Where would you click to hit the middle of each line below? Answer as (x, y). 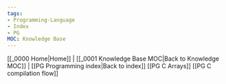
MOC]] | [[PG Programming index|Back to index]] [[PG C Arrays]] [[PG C (109, 66)
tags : (15, 13)
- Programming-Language (41, 20)
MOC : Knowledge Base (37, 39)
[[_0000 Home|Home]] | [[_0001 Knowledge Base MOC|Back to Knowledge (113, 59)
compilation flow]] (33, 74)
